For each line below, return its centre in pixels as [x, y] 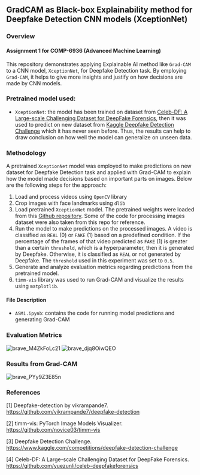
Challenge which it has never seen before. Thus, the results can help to [103, 131]
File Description [26, 300]
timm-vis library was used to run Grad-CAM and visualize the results [99, 280]
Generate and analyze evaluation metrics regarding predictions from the [104, 267]
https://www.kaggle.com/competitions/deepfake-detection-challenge [92, 448]
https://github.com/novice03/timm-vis [53, 430]
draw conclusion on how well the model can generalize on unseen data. [103, 137]
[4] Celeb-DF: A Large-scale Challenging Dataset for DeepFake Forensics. [98, 459]
